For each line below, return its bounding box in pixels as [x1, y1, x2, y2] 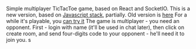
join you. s [6, 37, 31, 43]
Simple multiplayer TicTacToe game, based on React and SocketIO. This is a [6, 5, 191, 12]
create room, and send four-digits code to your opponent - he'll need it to [6, 30, 185, 37]
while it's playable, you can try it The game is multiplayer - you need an [6, 18, 180, 24]
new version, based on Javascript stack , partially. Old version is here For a [6, 11, 187, 18]
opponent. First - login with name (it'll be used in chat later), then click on [6, 24, 185, 31]
